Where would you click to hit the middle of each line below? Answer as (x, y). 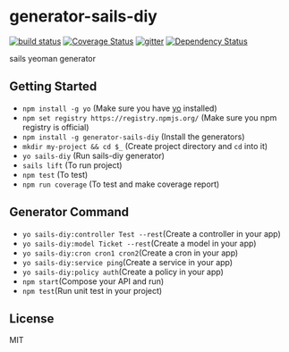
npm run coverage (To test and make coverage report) (121, 184)
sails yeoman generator (53, 58)
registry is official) (55, 127)
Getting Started (53, 87)
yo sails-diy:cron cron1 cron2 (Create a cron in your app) (130, 253)
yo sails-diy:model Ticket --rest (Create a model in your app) (139, 243)
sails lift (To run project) (72, 165)
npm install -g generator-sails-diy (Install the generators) (133, 137)
